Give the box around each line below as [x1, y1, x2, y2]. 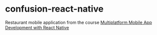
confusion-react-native [5, 3, 104, 15]
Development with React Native [5, 24, 69, 30]
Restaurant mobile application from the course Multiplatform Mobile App [5, 19, 152, 25]
